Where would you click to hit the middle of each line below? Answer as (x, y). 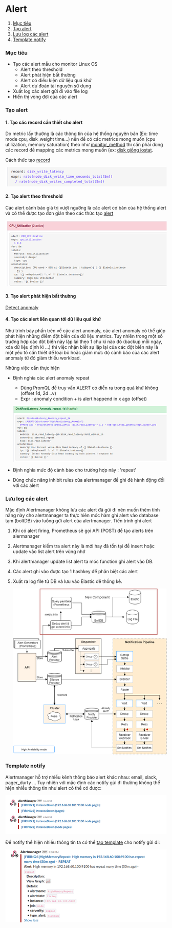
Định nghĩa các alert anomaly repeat (51, 377)
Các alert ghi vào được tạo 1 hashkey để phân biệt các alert (75, 572)
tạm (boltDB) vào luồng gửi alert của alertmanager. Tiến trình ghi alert (79, 521)
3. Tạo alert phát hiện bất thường (41, 296)
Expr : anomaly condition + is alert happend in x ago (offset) (84, 399)
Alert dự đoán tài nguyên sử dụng (56, 86)
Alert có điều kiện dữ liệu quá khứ (56, 81)
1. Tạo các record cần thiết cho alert (44, 122)
